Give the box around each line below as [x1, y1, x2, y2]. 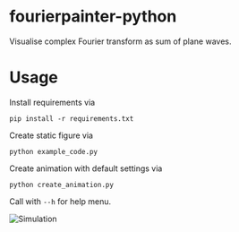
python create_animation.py [9, 180, 115, 189]
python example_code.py [9, 147, 98, 156]
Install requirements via [9, 97, 96, 107]
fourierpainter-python [9, 6, 177, 27]
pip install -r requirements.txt [9, 114, 134, 123]
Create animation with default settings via [9, 163, 163, 174]
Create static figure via [9, 130, 94, 141]
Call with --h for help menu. [9, 195, 112, 207]
